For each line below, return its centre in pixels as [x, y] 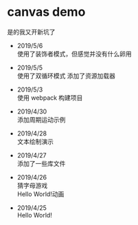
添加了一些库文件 [41, 163]
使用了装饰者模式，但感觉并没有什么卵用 [74, 54]
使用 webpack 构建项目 [50, 98]
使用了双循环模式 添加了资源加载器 [66, 76]
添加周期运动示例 [41, 119]
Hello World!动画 [41, 194]
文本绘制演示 [35, 141]
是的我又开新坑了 [31, 32]
